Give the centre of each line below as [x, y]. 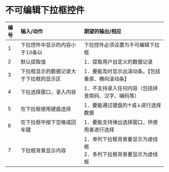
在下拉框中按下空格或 [46, 122]
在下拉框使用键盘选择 [46, 109]
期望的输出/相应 [103, 31]
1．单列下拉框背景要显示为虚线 [121, 139]
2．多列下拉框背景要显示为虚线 [121, 154]
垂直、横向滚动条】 [107, 78]
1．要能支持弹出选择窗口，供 [118, 122]
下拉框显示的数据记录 [46, 71]
